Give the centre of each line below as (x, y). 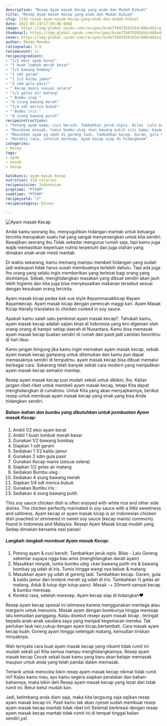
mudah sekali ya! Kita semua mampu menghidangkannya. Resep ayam (78, 652)
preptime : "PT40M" (25, 190)
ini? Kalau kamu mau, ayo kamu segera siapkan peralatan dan (69, 677)
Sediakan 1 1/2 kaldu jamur (40, 451)
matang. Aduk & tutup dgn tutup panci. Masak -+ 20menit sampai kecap (86, 585)
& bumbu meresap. (32, 590)
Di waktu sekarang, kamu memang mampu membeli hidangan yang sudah (81, 262)
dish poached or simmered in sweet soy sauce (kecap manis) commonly (80, 519)
